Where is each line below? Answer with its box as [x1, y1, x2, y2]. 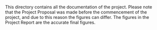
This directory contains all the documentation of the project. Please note [5, 4, 152, 10]
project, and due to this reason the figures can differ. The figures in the [5, 15, 150, 20]
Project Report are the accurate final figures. [5, 19, 96, 25]
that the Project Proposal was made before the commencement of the [5, 9, 147, 15]
